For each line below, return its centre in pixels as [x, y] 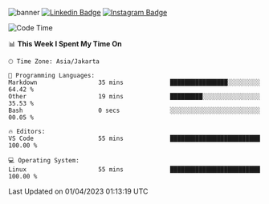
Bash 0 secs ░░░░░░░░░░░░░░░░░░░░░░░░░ [134, 110]
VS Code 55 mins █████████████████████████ [134, 138]
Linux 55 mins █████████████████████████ [134, 170]
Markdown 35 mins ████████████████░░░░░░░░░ [134, 82]
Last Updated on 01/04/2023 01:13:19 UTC [78, 191]
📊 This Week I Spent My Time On [65, 44]
